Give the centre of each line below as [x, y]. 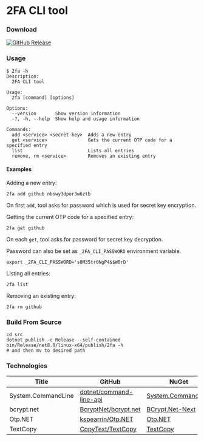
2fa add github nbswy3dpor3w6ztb [49, 194]
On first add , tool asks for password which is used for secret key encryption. [101, 205]
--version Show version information [66, 113]
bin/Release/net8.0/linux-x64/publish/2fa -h [65, 345]
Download [22, 30]
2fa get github [25, 228]
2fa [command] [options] [43, 98]
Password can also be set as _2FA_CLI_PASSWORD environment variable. [94, 251]
